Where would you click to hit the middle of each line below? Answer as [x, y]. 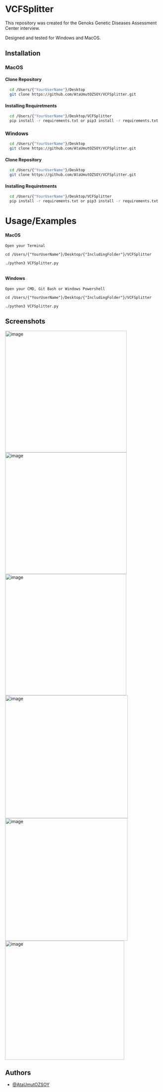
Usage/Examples [41, 221]
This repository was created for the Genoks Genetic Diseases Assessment [81, 23]
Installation [23, 53]
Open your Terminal [25, 246]
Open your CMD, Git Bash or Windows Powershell [55, 289]
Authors [18, 1072]
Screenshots [25, 321]
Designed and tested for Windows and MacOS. [53, 38]
